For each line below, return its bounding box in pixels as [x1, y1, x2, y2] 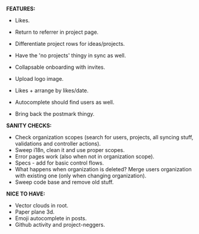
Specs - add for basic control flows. [14, 159, 104, 166]
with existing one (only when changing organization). [14, 172, 147, 179]
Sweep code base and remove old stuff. [14, 179, 114, 186]
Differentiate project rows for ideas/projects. [14, 40, 125, 47]
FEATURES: [6, 5, 36, 12]
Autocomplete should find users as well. [14, 99, 115, 106]
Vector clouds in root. [14, 202, 69, 209]
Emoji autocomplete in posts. [14, 215, 87, 222]
